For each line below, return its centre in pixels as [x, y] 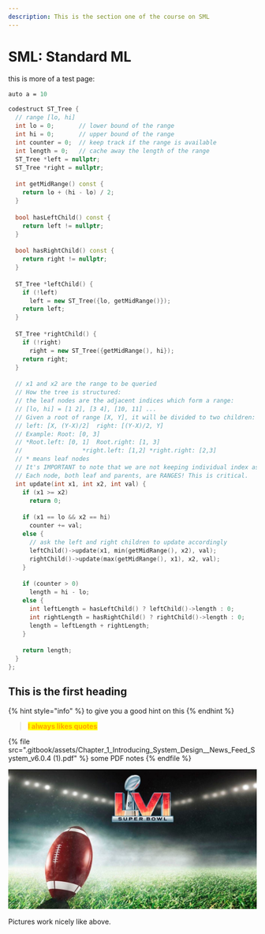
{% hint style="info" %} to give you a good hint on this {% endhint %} [121, 711]
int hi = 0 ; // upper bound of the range [95, 134]
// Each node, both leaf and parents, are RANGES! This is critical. [132, 475]
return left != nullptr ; [63, 226]
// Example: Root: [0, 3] [58, 434]
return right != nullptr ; [65, 259]
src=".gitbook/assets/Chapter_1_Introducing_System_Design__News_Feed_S [132, 749]
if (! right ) [42, 342]
